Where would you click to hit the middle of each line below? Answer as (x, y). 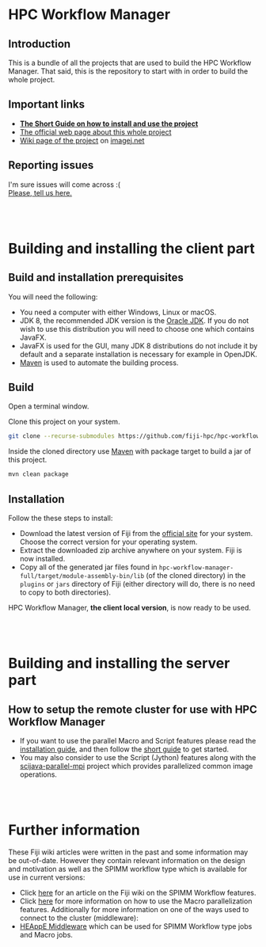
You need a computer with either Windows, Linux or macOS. (118, 312)
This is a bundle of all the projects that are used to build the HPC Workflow (130, 63)
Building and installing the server (119, 664)
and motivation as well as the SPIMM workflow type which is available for (128, 869)
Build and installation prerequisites (96, 278)
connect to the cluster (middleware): (79, 918)
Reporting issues (51, 165)
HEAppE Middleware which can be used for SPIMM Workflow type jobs (136, 926)
